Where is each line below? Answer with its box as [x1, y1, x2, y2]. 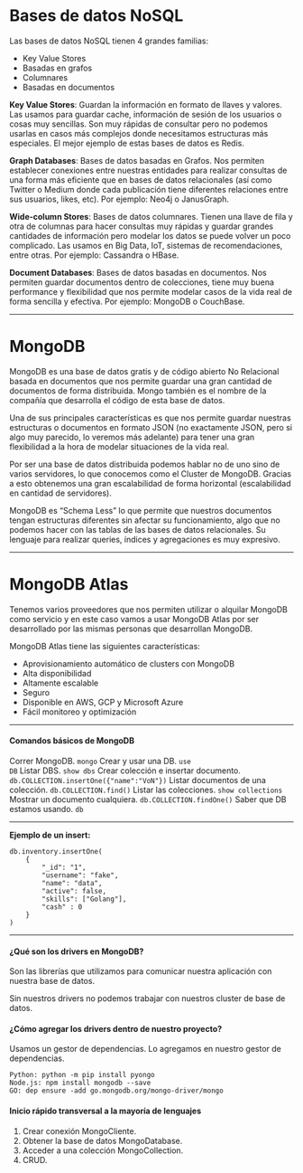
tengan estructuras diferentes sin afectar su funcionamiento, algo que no [9, 515, 281, 525]
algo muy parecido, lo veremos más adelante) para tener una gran [9, 431, 255, 442]
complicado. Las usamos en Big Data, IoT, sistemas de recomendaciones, [9, 240, 283, 251]
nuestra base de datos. [9, 976, 96, 987]
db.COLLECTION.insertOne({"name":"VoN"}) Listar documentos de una [9, 775, 266, 786]
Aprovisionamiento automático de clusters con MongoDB [22, 657, 235, 669]
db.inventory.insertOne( [9, 847, 103, 856]
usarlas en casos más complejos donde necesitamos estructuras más [9, 128, 269, 138]
